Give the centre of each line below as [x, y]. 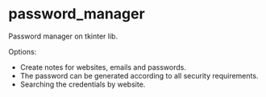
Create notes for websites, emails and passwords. [103, 67]
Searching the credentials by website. [83, 84]
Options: [23, 51]
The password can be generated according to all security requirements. [139, 75]
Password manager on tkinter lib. [63, 36]
